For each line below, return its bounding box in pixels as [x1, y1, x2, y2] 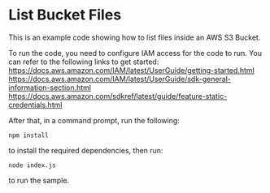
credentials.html [8, 100, 63, 109]
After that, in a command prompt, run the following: [8, 115, 181, 125]
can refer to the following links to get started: [8, 57, 159, 66]
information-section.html [8, 83, 92, 92]
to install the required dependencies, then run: [8, 145, 163, 155]
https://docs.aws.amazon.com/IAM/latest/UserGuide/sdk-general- [8, 74, 232, 84]
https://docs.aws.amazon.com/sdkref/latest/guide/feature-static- [8, 91, 228, 101]
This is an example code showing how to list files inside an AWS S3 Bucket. [8, 32, 261, 42]
